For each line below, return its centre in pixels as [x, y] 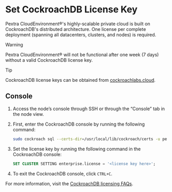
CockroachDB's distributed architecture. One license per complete [76, 29]
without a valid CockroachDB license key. [49, 60]
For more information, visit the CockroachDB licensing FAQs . [69, 183]
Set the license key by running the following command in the [77, 149]
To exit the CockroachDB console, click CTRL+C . [63, 173]
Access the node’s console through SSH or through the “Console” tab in [89, 109]
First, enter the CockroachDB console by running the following [79, 124]
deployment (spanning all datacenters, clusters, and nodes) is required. [81, 34]
